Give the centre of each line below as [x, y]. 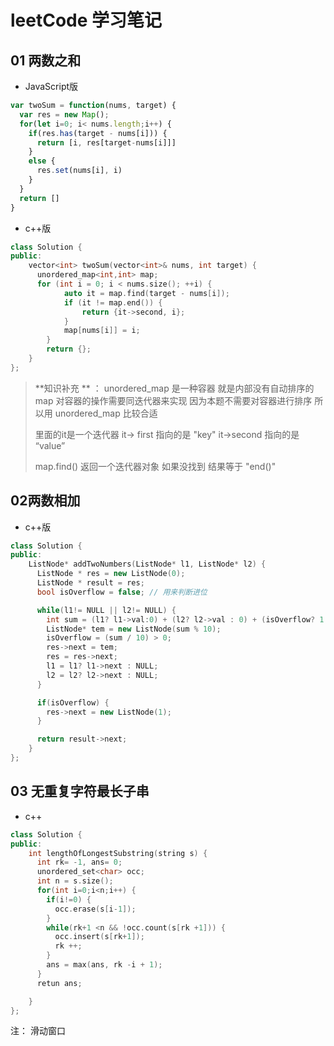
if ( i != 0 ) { [69, 899]
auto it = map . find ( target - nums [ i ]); [146, 293]
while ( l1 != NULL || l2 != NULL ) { [106, 610]
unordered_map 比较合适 [106, 413]
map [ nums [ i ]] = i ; [102, 331]
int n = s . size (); [75, 881]
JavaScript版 [51, 86]
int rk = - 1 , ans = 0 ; [79, 862]
